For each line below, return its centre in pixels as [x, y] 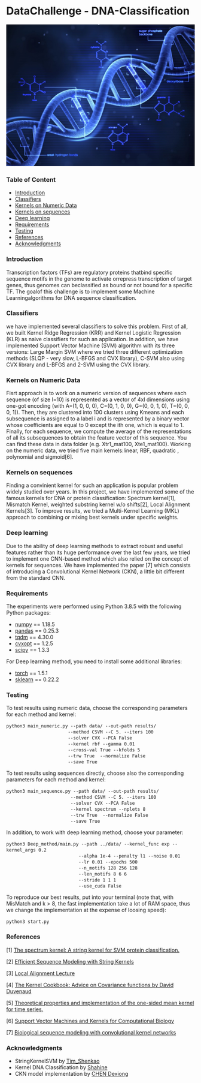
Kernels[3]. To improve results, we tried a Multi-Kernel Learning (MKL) [93, 511]
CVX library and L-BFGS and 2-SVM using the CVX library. [78, 365]
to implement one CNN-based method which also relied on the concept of [98, 558]
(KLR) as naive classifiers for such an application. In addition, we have [92, 339]
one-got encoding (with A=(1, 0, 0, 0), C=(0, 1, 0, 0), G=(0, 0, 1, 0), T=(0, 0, [98, 406]
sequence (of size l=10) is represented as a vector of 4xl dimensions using [98, 399]
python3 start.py [28, 922]
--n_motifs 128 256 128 [108, 868]
